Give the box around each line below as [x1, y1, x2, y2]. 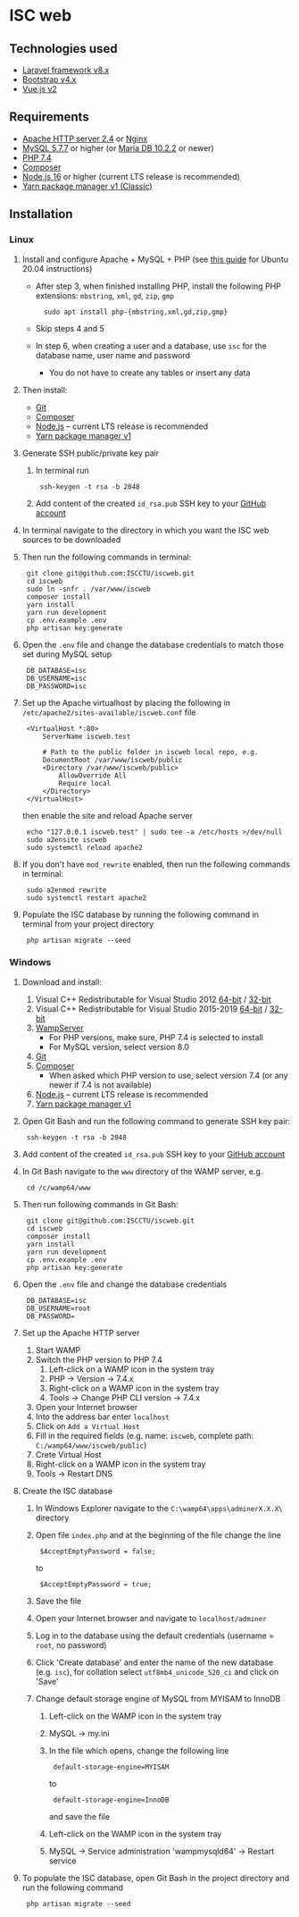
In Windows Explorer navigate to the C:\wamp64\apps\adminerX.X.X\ [35, 1502, 283, 1513]
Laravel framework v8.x [21, 64, 110, 75]
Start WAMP [35, 1344, 81, 1355]
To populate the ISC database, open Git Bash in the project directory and [21, 1872, 290, 1883]
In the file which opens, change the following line [48, 1745, 229, 1756]
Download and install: [21, 976, 103, 988]
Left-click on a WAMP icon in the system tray [48, 1364, 215, 1375]
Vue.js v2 [21, 84, 58, 94]
